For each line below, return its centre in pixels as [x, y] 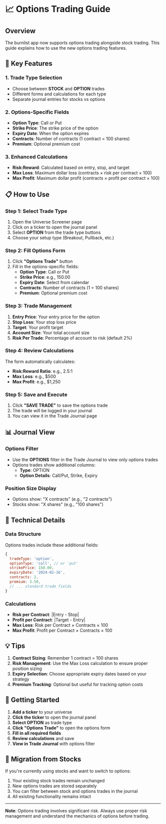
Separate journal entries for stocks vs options [59, 99]
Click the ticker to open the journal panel [54, 717]
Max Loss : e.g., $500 [34, 376]
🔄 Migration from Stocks [43, 759]
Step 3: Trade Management [39, 306]
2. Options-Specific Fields [37, 112]
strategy [21, 679]
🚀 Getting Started [32, 700]
